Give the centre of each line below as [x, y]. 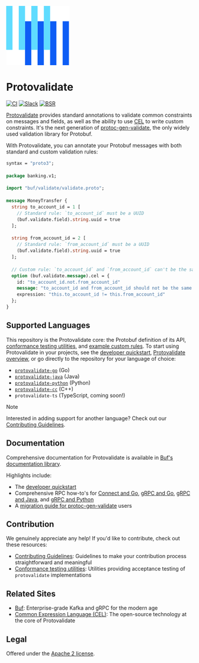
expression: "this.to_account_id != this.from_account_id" [91, 294]
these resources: [27, 545]
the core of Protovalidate [45, 621]
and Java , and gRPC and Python [54, 499]
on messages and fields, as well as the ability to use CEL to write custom [95, 121]
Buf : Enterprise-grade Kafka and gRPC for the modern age [86, 608]
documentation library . [34, 464]
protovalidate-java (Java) [47, 376]
